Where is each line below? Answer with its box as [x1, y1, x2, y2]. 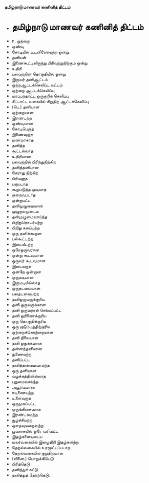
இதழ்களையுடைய [11, 433, 43, 439]
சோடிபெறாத [11, 126, 34, 131]
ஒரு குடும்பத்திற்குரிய [11, 323, 50, 329]
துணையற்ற [11, 351, 31, 357]
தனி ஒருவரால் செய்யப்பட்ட [11, 307, 62, 313]
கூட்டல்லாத [11, 147, 34, 153]
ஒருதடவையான [11, 285, 41, 291]
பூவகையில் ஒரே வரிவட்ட [11, 428, 59, 434]
